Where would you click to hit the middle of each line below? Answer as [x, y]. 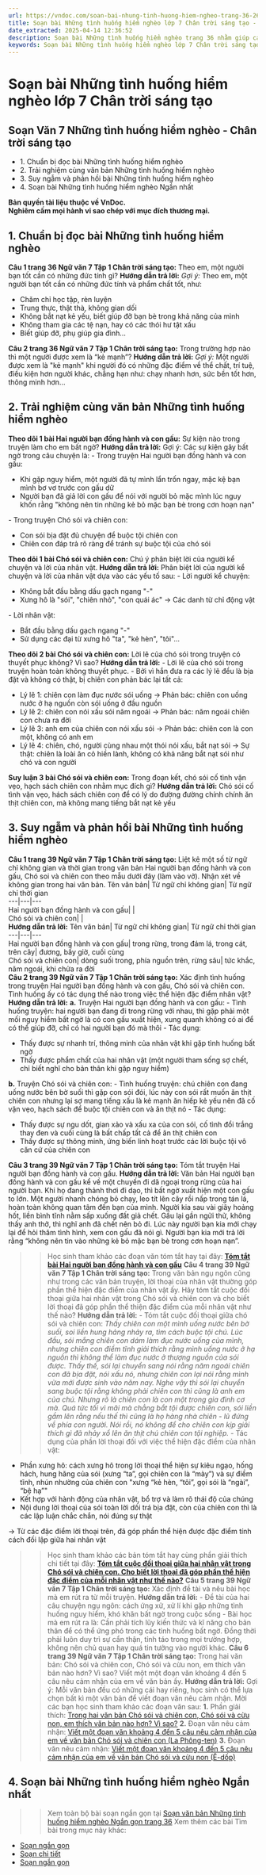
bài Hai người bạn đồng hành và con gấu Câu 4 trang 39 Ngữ [148, 1265]
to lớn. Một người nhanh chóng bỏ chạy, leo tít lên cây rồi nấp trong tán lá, [129, 1199]
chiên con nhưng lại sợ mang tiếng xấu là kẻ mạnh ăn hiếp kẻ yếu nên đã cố [132, 1100]
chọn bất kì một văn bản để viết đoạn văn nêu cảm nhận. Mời [147, 1698]
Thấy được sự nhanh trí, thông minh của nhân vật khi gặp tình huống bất [137, 1043]
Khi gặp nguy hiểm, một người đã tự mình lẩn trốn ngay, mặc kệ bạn [130, 479]
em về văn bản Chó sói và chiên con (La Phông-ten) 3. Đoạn [146, 1740]
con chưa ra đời [45, 720]
